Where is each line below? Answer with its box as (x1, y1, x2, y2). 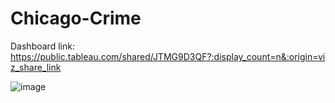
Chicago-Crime (10, 7, 142, 30)
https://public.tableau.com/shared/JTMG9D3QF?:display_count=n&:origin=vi (10, 50, 326, 62)
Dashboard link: (10, 40, 75, 52)
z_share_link (10, 61, 62, 73)
